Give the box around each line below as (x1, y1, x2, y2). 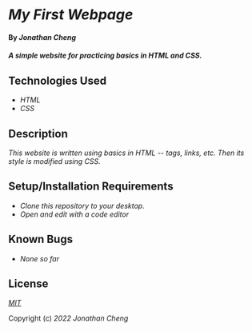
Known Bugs (8, 233, 74, 246)
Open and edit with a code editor (19, 209, 130, 219)
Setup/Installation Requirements (8, 180, 174, 193)
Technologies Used (8, 74, 106, 87)
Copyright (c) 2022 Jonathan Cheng (8, 313, 129, 323)
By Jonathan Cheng (8, 32, 76, 42)
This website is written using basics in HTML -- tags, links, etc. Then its (8, 148, 245, 158)
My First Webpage (8, 6, 134, 24)
